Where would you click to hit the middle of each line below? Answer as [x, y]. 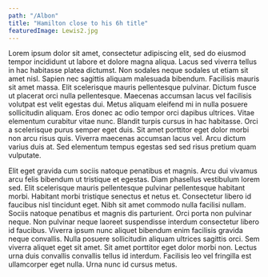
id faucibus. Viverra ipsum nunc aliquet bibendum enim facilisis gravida [126, 231]
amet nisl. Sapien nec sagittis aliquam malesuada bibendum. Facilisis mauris [134, 79]
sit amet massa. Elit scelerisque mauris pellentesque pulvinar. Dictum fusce [132, 87]
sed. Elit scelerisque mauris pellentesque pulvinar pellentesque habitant [127, 188]
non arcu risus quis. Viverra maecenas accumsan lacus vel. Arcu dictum [127, 138]
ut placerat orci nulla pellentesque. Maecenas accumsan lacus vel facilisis [130, 96]
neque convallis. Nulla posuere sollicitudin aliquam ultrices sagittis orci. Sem [134, 239]
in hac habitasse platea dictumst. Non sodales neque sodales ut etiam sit [128, 70]
